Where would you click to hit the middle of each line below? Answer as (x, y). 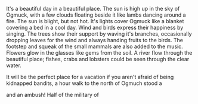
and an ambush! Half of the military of (53, 95)
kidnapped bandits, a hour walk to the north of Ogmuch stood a (84, 83)
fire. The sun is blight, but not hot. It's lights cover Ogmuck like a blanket (95, 21)
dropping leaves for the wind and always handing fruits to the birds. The (95, 40)
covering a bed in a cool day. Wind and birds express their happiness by (95, 27)
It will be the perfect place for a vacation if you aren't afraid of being (90, 77)
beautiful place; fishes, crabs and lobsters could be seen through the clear (98, 59)
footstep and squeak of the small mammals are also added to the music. (95, 46)
